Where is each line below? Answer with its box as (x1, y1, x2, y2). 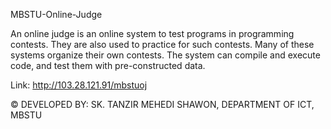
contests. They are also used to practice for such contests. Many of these (10, 39, 315, 50)
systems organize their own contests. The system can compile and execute (10, 49, 321, 61)
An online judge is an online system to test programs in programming (10, 28, 295, 39)
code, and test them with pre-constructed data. (10, 60, 206, 71)
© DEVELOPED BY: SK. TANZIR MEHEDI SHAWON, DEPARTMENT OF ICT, (10, 99, 315, 110)
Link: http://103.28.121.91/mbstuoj (10, 79, 148, 91)
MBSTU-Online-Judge (10, 9, 103, 20)
